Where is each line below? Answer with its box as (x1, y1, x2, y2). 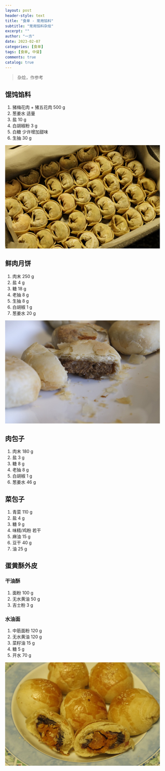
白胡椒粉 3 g (12, 123, 38, 129)
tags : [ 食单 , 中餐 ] (5, 49, 42, 54)
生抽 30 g (12, 135, 32, 141)
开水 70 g (12, 652, 31, 658)
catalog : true (5, 60, 34, 65)
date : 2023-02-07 (5, 39, 41, 44)
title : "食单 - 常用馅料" (5, 18, 54, 23)
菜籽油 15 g (12, 640, 35, 646)
